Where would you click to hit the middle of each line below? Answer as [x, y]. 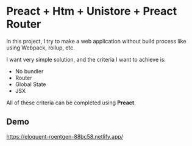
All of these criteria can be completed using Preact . [71, 103]
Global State [31, 84]
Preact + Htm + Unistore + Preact [92, 11]
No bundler [29, 71]
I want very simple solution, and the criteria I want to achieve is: [86, 59]
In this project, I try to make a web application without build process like [96, 41]
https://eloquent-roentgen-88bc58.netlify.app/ [65, 136]
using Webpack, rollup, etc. [41, 48]
